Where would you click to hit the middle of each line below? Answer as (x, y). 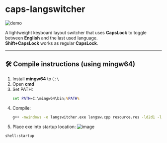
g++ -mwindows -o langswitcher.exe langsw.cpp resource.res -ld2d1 (83, 117)
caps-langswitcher (45, 9)
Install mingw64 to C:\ (36, 79)
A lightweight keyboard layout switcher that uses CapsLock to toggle (76, 32)
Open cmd (23, 84)
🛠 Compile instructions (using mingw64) (70, 64)
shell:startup (20, 136)
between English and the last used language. (51, 38)
